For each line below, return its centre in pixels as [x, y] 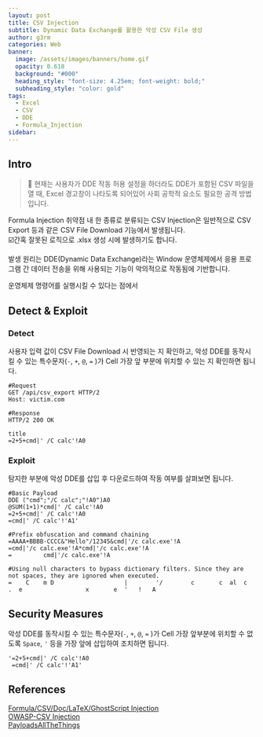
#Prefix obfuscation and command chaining [79, 535]
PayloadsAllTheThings [44, 725]
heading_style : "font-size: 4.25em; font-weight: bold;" [110, 81]
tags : [17, 96]
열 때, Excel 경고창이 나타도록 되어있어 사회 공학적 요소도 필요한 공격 [132, 194]
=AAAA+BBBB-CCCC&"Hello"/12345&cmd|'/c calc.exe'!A [94, 542]
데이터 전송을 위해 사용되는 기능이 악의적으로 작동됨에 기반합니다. [130, 269]
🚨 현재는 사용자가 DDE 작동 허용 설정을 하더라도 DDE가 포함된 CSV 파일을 [141, 184]
